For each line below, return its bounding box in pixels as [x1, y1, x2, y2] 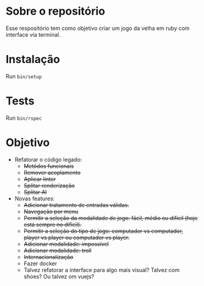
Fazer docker [23, 260, 57, 267]
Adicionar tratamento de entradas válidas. [23, 201, 129, 208]
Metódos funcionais [23, 162, 74, 169]
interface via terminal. [5, 31, 61, 38]
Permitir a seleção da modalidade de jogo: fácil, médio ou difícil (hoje [23, 214, 198, 221]
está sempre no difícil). [23, 221, 82, 228]
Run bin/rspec [5, 114, 42, 122]
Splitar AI [23, 188, 47, 196]
